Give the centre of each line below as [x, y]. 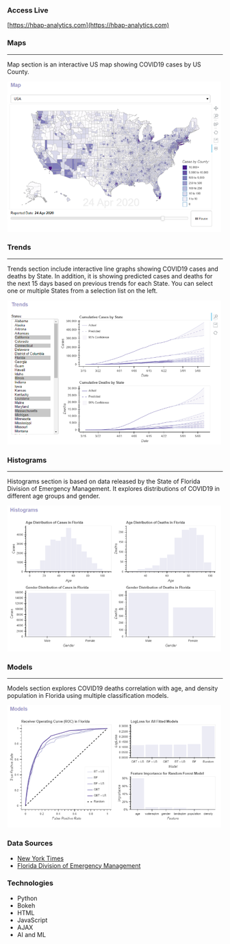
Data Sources [30, 843]
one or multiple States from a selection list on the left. [82, 291]
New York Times [40, 858]
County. [18, 71]
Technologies [30, 883]
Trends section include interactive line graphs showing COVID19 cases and [113, 269]
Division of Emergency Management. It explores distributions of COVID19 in [114, 489]
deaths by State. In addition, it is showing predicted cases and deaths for [110, 276]
